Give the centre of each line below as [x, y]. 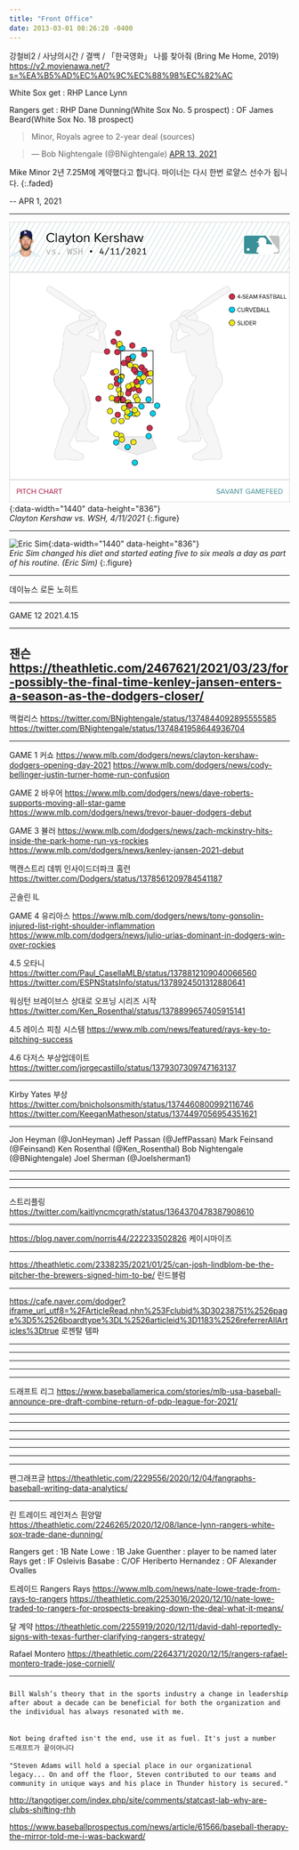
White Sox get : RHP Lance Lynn [68, 93]
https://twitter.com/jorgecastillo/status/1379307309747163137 [123, 1068]
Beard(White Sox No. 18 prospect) [72, 119]
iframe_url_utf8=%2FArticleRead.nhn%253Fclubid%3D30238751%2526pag [148, 1311]
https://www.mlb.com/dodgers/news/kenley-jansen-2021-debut [127, 851]
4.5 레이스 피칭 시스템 [47, 1030]
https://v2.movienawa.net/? [60, 66]
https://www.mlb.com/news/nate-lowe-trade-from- [186, 1589]
